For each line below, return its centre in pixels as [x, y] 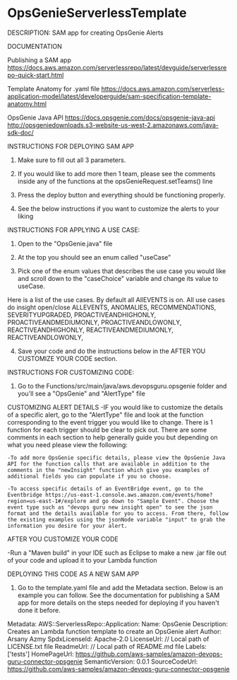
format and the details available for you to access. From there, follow [118, 513]
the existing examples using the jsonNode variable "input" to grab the [116, 519]
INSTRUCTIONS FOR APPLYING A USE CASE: [74, 230]
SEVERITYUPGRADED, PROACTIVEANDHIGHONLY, [82, 315]
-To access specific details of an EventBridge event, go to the [105, 489]
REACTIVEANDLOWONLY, [45, 337]
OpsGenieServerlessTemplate [97, 13]
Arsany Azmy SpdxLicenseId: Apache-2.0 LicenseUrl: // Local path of [108, 639]
